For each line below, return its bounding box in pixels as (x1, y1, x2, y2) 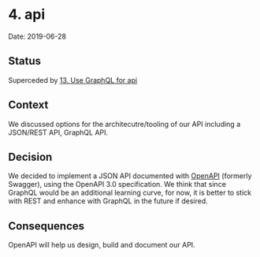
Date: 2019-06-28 (8, 32, 67, 41)
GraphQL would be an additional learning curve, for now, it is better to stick (8, 188, 252, 198)
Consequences (8, 219, 85, 233)
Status (8, 54, 42, 68)
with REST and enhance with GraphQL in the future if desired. (8, 196, 209, 206)
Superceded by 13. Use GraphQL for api (8, 75, 138, 84)
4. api (8, 6, 46, 24)
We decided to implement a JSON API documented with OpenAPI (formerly (8, 171, 252, 181)
